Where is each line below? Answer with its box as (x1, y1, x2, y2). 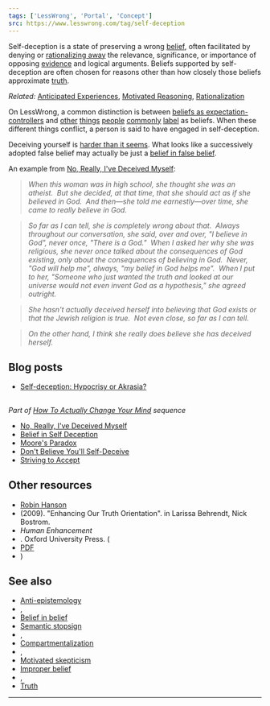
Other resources (8, 478, 92, 492)
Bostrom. (19, 517, 51, 526)
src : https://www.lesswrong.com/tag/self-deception (8, 19, 185, 27)
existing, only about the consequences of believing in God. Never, (27, 254, 248, 264)
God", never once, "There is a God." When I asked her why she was (27, 237, 255, 247)
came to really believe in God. (27, 204, 127, 214)
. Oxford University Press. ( (19, 534, 110, 543)
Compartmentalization (19, 638, 94, 648)
